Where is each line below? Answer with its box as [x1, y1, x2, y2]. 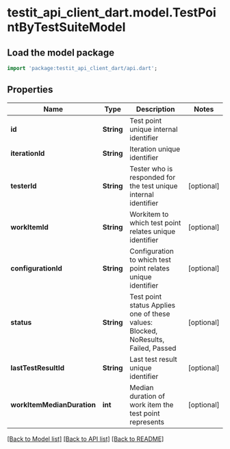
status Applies [129, 300, 176, 310]
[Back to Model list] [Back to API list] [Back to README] [7, 435, 164, 443]
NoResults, [129, 334, 165, 344]
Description [136, 104, 175, 114]
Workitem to [129, 209, 169, 219]
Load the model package [7, 47, 115, 58]
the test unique [129, 181, 178, 190]
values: [129, 317, 153, 327]
